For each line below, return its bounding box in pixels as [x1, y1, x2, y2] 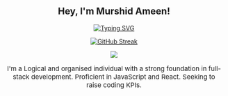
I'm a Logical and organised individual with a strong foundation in [6, 64, 207, 73]
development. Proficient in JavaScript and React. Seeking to [31, 72, 215, 81]
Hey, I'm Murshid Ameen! [57, 6, 171, 17]
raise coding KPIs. [86, 80, 142, 89]
